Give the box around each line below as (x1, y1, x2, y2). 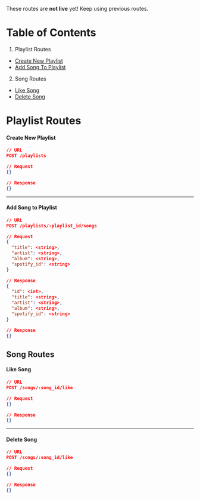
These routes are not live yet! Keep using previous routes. (6, 5, 149, 12)
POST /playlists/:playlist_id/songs (6, 223, 97, 229)
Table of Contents (6, 26, 96, 39)
